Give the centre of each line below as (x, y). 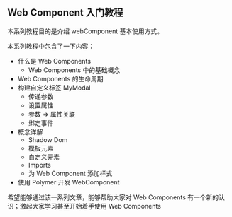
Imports (39, 165)
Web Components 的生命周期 (60, 78)
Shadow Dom (48, 139)
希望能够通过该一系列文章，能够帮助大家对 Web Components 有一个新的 (113, 197)
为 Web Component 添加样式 (70, 173)
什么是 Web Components (54, 61)
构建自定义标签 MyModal (54, 88)
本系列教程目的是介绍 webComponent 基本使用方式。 (85, 31)
